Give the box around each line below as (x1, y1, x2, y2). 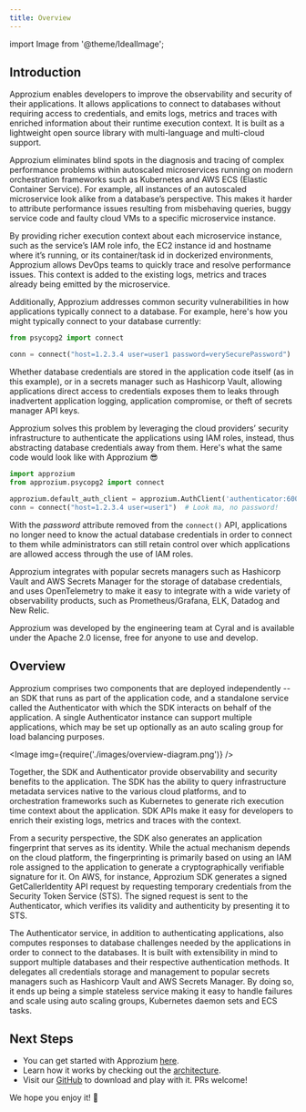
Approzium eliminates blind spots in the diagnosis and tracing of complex (9, 155, 285, 166)
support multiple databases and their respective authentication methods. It (9, 956, 290, 967)
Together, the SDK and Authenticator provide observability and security (9, 766, 278, 777)
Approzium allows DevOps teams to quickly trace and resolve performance (9, 260, 291, 270)
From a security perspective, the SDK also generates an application (9, 832, 262, 843)
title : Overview (9, 13, 71, 23)
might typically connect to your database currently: (9, 316, 202, 327)
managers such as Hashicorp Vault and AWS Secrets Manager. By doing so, (9, 975, 294, 986)
